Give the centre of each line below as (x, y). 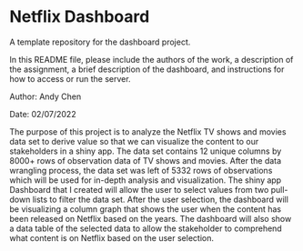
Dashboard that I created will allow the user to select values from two (139, 189)
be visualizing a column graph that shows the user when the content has (146, 209)
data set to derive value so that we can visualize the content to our (134, 141)
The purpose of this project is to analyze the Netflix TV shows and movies (148, 131)
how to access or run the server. (70, 78)
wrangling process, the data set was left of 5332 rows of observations (141, 170)
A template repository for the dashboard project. (100, 42)
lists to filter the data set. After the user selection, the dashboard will (161, 199)
